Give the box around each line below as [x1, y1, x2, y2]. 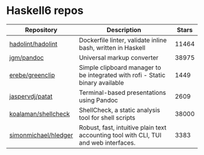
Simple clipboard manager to [78, 63, 161, 72]
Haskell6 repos [6, 4, 84, 18]
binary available [78, 78, 124, 87]
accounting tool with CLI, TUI [78, 131, 162, 139]
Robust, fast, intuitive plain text [78, 123, 167, 131]
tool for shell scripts [78, 113, 135, 122]
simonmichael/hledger [9, 131, 73, 139]
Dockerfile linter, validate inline [78, 36, 167, 44]
